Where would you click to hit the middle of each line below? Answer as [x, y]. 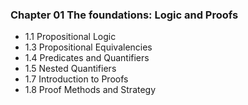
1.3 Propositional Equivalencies [88, 47]
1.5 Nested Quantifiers [70, 69]
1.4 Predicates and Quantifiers [87, 58]
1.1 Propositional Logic [70, 37]
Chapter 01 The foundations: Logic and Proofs [124, 15]
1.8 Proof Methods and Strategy [90, 90]
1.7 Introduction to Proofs [76, 79]
